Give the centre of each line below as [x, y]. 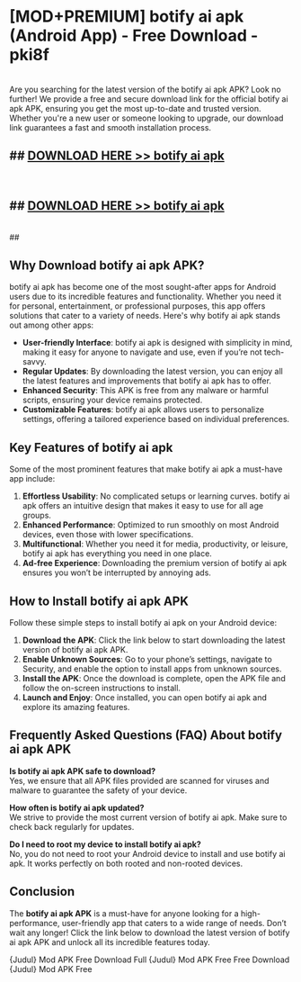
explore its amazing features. [76, 707]
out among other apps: [52, 325]
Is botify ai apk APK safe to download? [83, 770]
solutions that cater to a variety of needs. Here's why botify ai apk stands [145, 316]
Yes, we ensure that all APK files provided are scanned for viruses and [139, 780]
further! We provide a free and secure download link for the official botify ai [149, 99]
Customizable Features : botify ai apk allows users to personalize [143, 410]
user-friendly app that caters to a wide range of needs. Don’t [174, 923]
